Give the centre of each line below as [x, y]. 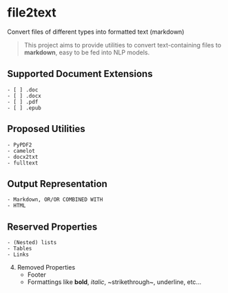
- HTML [17, 206]
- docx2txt [23, 157]
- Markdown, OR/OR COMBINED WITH [55, 200]
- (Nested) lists [32, 243]
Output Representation [58, 184]
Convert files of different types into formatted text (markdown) [96, 32]
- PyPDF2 [20, 145]
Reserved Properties [52, 227]
